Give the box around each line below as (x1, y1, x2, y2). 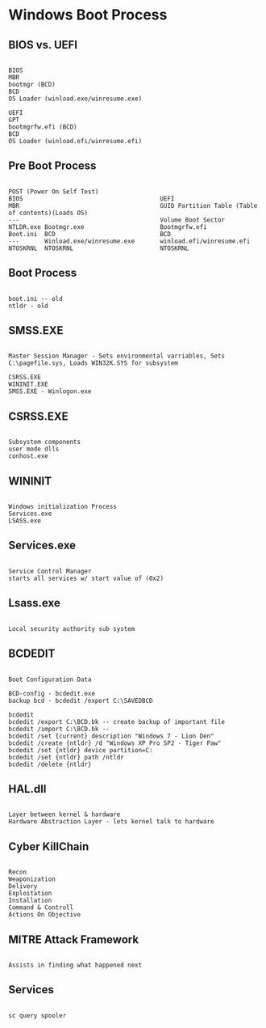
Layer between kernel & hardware (8, 810, 121, 819)
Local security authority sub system (8, 624, 135, 632)
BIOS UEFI (8, 194, 175, 203)
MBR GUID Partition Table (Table (8, 201, 258, 209)
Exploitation (8, 890, 52, 898)
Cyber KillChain (8, 840, 89, 853)
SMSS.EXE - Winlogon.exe (8, 387, 92, 396)
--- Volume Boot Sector (8, 216, 226, 224)
